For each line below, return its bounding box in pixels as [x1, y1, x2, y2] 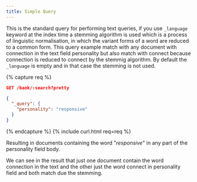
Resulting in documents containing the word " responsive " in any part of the [6, 139, 188, 146]
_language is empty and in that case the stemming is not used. [6, 62, 156, 69]
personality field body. [6, 145, 60, 153]
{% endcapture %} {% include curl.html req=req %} [6, 127, 131, 135]
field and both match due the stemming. [6, 169, 103, 176]
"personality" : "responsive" [16, 106, 88, 112]
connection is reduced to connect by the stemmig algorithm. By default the [6, 56, 188, 63]
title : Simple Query [6, 8, 57, 15]
